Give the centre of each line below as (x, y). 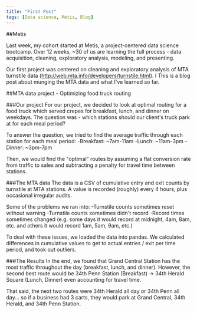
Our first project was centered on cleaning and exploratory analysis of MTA (97, 69)
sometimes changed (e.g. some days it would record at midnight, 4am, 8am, (99, 219)
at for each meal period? (36, 123)
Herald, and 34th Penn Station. (44, 304)
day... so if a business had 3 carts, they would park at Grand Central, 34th (96, 297)
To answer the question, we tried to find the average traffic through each (94, 135)
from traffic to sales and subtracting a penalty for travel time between (91, 165)
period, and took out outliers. (41, 249)
